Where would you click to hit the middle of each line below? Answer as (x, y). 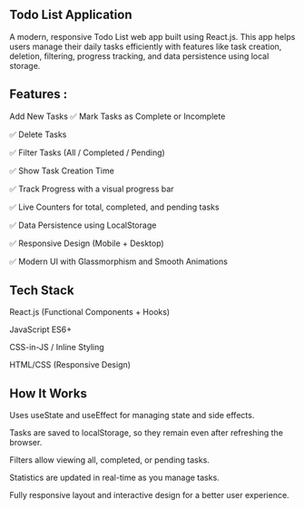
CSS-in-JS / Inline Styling (57, 347)
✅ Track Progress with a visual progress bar (92, 189)
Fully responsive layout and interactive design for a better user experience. (149, 495)
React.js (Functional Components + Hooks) (90, 312)
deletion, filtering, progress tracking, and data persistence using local (139, 56)
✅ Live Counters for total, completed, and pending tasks (114, 207)
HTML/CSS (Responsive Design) (70, 365)
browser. (26, 443)
